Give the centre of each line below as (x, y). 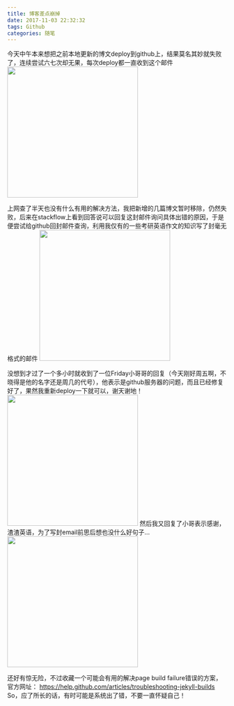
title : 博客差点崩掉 (34, 14)
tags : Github (26, 27)
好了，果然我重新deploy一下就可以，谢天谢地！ (75, 391)
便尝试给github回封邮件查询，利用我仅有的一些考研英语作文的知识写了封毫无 (117, 226)
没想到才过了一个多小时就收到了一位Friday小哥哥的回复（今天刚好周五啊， (114, 374)
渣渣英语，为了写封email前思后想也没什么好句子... (79, 532)
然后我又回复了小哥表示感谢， (182, 524)
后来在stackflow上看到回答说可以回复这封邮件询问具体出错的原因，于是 (122, 217)
